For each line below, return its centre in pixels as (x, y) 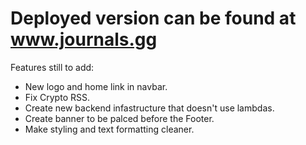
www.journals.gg (84, 39)
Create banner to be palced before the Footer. (119, 118)
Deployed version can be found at (153, 18)
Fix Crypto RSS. (57, 97)
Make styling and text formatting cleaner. (109, 129)
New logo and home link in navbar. (96, 86)
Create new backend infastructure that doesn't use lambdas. (149, 108)
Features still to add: (52, 67)
